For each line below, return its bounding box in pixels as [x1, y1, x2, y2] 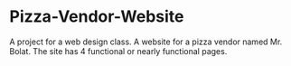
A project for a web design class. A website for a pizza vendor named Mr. [9, 36, 283, 47]
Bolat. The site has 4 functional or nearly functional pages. [9, 45, 228, 56]
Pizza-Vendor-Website [9, 6, 184, 27]
